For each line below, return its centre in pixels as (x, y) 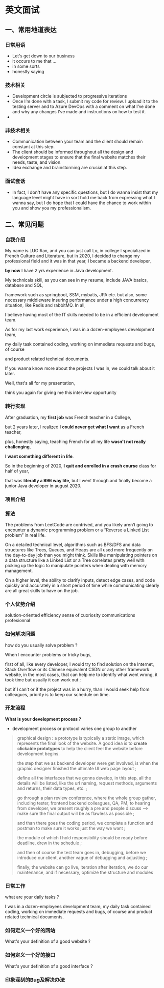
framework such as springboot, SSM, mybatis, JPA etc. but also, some (76, 295)
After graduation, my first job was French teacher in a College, (68, 417)
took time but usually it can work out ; (43, 679)
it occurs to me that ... (34, 61)
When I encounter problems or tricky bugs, (48, 654)
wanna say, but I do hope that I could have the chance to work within (82, 203)
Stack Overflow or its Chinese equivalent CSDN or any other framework (77, 669)
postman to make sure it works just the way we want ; (71, 828)
